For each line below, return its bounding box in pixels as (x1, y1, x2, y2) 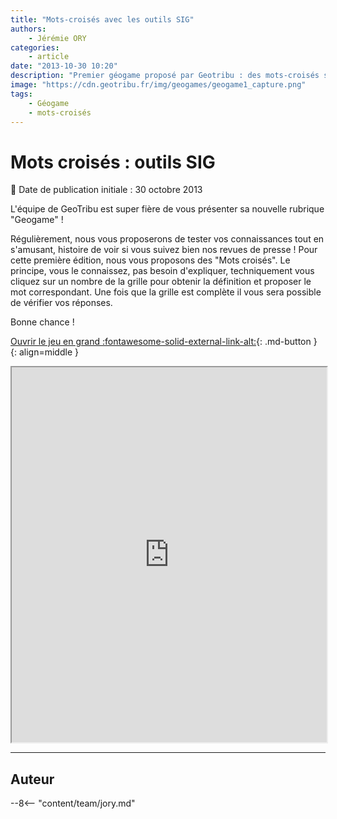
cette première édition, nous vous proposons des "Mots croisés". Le (10, 254, 291, 266)
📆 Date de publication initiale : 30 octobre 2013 (10, 184, 203, 196)
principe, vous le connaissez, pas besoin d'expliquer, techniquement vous (10, 265, 315, 277)
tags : (10, 89, 33, 99)
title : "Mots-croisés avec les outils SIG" (10, 14, 195, 25)
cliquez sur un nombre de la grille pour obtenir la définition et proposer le (10, 276, 312, 288)
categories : (10, 42, 60, 53)
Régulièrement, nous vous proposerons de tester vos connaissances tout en (10, 233, 325, 245)
